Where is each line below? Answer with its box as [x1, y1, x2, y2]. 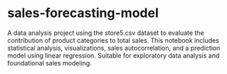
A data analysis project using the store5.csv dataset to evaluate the [7, 28, 204, 37]
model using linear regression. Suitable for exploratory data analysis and [7, 51, 220, 60]
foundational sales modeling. [7, 58, 93, 67]
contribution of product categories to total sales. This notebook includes [7, 36, 219, 44]
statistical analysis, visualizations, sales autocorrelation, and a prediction [7, 43, 221, 52]
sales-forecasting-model [7, 5, 159, 21]
